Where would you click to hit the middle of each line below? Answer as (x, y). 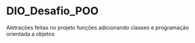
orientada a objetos (31, 33)
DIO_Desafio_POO (52, 11)
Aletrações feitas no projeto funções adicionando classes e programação (98, 27)
